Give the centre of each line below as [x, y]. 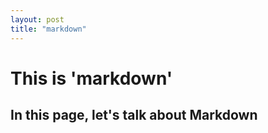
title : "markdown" [48, 29]
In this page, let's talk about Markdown [134, 115]
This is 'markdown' [91, 78]
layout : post [37, 19]
